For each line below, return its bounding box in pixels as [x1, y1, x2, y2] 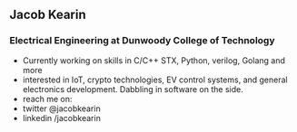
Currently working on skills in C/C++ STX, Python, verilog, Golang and [22, 54, 286, 66]
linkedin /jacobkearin [22, 112, 102, 123]
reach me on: [22, 93, 73, 104]
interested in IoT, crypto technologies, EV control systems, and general [22, 74, 288, 85]
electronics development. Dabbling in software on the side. [22, 83, 243, 94]
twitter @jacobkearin [22, 103, 102, 114]
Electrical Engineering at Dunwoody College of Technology [9, 34, 275, 47]
